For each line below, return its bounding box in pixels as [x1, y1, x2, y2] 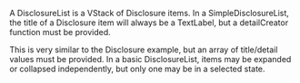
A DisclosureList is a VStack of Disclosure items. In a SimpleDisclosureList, [9, 8, 289, 18]
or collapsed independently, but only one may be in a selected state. [9, 63, 265, 74]
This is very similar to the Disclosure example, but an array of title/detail [9, 44, 278, 55]
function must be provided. [9, 27, 111, 37]
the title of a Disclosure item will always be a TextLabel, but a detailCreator [9, 17, 289, 28]
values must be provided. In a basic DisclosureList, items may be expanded [9, 54, 292, 64]
